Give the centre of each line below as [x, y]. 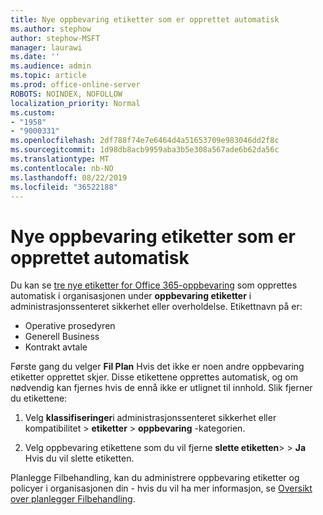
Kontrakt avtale [56, 347]
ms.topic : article [48, 76]
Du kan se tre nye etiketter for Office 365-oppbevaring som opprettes [154, 285]
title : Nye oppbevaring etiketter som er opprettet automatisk [145, 19]
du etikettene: [39, 398]
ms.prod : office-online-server [75, 85]
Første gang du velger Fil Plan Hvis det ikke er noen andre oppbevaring [157, 367]
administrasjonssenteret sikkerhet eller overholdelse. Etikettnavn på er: [156, 307]
